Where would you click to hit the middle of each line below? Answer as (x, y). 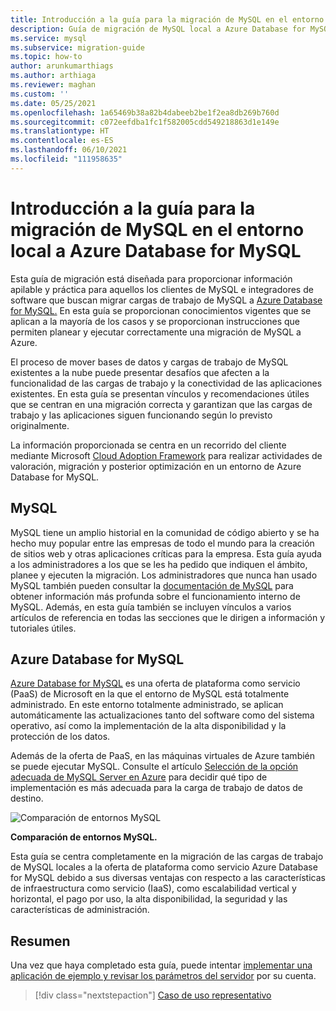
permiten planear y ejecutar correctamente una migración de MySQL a (156, 332)
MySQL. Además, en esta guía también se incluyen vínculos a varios (151, 607)
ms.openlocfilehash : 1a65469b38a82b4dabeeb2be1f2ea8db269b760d (145, 112)
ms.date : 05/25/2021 (53, 103)
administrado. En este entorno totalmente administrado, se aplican (147, 705)
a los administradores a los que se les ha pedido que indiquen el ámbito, (159, 564)
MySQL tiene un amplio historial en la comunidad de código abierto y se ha (165, 532)
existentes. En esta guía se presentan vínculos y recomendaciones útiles (160, 393)
